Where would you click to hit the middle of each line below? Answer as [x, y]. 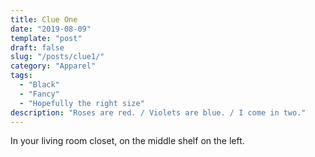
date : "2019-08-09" [51, 29]
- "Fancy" [39, 94]
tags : [21, 76]
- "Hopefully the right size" [82, 103]
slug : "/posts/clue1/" [57, 57]
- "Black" [39, 85]
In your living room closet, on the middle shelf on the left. [127, 141]
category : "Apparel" [53, 66]
